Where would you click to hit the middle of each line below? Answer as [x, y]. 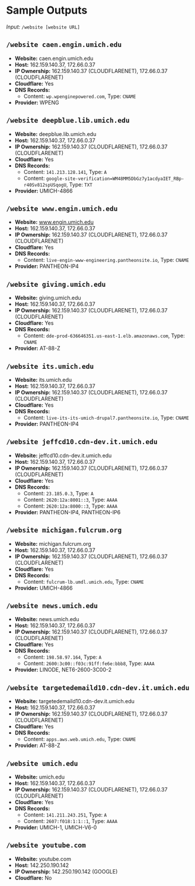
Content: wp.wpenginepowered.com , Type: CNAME [80, 96]
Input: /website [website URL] [43, 27]
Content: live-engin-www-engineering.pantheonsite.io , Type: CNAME [106, 260]
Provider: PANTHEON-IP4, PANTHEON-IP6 [68, 512]
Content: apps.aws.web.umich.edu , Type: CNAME [80, 739]
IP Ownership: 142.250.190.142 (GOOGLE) [66, 871]
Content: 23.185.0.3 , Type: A [58, 493]
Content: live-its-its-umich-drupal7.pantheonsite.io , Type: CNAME [106, 417]
